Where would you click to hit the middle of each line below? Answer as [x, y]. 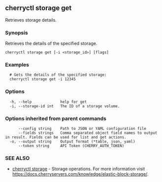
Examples [17, 65]
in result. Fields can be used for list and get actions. [66, 137]
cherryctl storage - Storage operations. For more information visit [79, 169]
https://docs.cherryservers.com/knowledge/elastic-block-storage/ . [80, 174]
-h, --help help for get [48, 102]
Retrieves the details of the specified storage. [51, 43]
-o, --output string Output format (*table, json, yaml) [72, 142]
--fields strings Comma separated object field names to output [88, 133]
